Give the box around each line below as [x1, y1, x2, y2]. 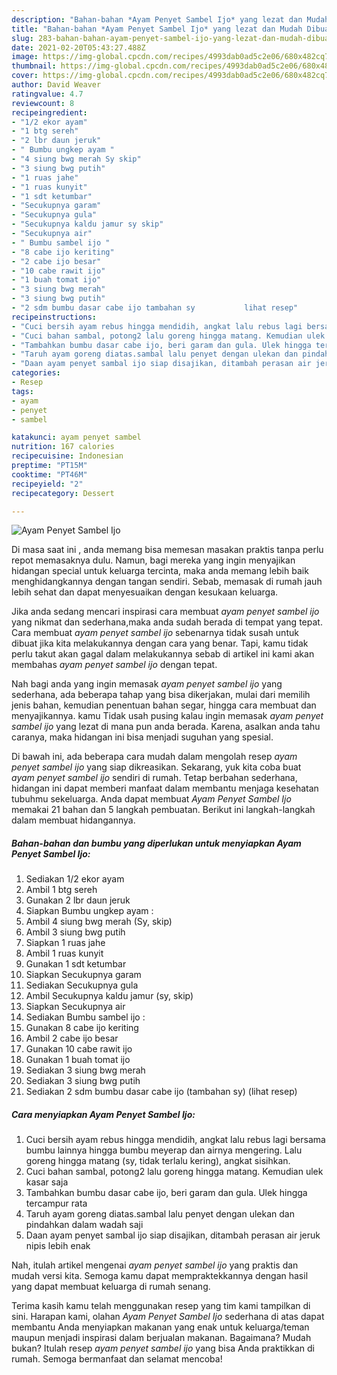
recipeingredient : [11, 107, 88, 118]
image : [11, 52, 39, 62]
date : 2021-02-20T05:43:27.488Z [11, 42, 146, 53]
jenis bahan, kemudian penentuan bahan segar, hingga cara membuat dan [11, 699, 317, 711]
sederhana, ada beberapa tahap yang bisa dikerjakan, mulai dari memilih [11, 689, 311, 701]
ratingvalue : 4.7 [11, 89, 84, 99]
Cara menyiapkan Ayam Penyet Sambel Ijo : [11, 1108, 196, 1120]
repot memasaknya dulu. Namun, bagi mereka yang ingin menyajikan [11, 554, 296, 566]
